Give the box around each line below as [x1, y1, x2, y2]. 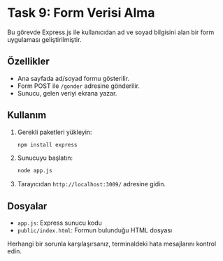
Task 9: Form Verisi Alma [7, 5, 155, 21]
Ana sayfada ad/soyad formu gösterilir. [17, 74, 130, 82]
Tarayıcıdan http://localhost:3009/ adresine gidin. [17, 180, 166, 188]
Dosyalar [7, 200, 48, 212]
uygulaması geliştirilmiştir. [7, 35, 82, 43]
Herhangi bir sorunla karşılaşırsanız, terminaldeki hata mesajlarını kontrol [7, 239, 217, 248]
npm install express [17, 141, 78, 148]
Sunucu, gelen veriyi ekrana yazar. [17, 89, 117, 97]
